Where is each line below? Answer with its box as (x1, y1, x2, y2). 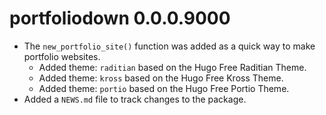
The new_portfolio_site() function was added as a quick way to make (23, 40, 316, 52)
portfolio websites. (23, 50, 101, 62)
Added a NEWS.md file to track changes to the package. (23, 93, 247, 105)
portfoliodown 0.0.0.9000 (9, 7, 231, 30)
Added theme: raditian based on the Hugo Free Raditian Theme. (38, 61, 307, 73)
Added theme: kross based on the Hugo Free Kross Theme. (38, 72, 284, 84)
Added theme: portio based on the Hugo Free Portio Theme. (38, 82, 290, 94)
